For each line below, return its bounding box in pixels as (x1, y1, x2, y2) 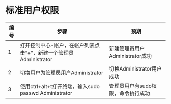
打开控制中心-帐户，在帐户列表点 (20, 42, 100, 49)
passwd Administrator (20, 89, 73, 96)
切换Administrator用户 (109, 65, 162, 72)
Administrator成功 (109, 52, 152, 59)
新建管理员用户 (109, 45, 145, 52)
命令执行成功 (119, 90, 150, 97)
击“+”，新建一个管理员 (20, 49, 74, 56)
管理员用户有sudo (109, 82, 152, 89)
